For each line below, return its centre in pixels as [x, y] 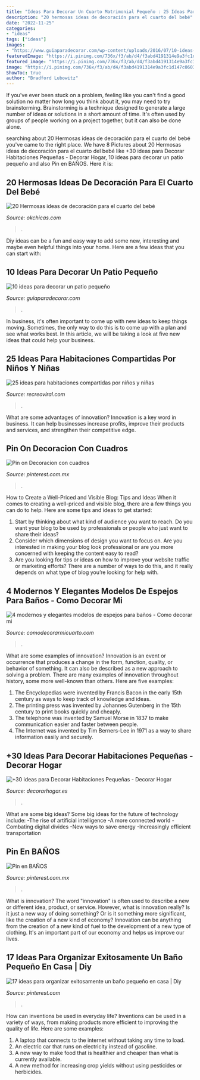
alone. [14, 127]
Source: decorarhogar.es [37, 791]
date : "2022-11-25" [30, 23]
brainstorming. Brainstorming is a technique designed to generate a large [96, 108]
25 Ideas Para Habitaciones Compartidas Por [91, 359]
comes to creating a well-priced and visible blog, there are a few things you [99, 504]
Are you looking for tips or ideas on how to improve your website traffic [102, 560]
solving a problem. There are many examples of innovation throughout [92, 675]
